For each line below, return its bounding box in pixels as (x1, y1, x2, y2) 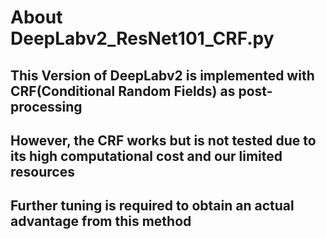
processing (10, 98, 83, 115)
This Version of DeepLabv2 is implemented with (10, 67, 315, 84)
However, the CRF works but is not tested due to (10, 132, 317, 149)
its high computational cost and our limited (10, 147, 283, 165)
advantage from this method (10, 213, 192, 230)
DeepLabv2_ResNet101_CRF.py (10, 27, 275, 50)
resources (10, 163, 75, 180)
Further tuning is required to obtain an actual (10, 197, 295, 215)
